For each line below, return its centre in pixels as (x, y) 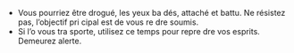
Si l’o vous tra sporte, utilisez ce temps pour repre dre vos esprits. (139, 31)
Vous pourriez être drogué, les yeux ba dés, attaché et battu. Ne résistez (151, 13)
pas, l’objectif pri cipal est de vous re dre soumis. (108, 22)
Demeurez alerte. (50, 41)
